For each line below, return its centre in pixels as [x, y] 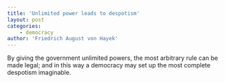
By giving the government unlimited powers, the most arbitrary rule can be [113, 58]
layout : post [26, 20]
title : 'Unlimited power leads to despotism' [73, 13]
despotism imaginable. [39, 73]
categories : [24, 26]
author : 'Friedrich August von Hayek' [63, 39]
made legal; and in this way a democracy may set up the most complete [109, 65]
